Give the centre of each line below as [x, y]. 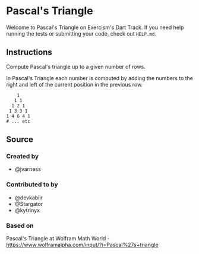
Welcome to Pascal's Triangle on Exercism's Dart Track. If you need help [95, 27]
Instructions [29, 53]
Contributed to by [32, 185]
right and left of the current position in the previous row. [75, 84]
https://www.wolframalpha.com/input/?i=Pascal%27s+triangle [82, 245]
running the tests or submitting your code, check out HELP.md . [81, 33]
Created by [23, 157]
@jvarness [28, 169]
